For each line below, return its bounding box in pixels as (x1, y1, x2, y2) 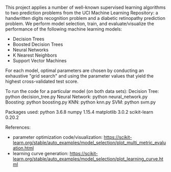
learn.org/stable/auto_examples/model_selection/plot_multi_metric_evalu (12, 140, 166, 145)
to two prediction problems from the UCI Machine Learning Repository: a (5, 10, 158, 16)
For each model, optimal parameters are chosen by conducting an (5, 67, 144, 73)
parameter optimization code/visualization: (12, 134, 103, 140)
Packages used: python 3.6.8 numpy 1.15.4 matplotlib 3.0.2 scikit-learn (5, 109, 154, 115)
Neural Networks (12, 47, 48, 53)
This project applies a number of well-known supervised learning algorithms (5, 5, 166, 10)
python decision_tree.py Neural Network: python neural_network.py (5, 94, 148, 100)
